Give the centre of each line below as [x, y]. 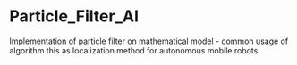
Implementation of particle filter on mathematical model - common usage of [149, 41]
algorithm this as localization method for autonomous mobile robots [134, 50]
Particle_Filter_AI [74, 16]
